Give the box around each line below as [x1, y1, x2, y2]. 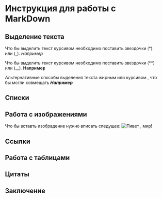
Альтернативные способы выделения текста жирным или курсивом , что [5, 75, 157, 80]
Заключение [5, 186, 46, 195]
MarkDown [5, 13, 50, 24]
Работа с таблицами [5, 153, 70, 162]
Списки [5, 94, 30, 102]
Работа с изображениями [5, 110, 87, 118]
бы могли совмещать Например [5, 80, 73, 85]
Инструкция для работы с [5, 3, 116, 14]
